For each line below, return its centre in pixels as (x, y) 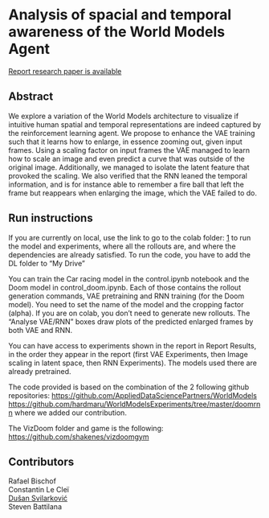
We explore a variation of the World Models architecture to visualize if (124, 116)
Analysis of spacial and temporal (120, 15)
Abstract (31, 97)
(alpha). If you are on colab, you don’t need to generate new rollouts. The (129, 313)
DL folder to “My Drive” (47, 263)
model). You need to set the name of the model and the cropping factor (126, 304)
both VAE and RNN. (41, 330)
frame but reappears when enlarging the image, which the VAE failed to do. (133, 193)
